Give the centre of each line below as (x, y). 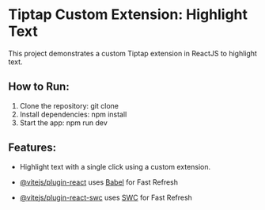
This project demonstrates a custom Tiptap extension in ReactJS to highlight (132, 53)
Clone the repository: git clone (69, 105)
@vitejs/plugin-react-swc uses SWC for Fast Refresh (106, 197)
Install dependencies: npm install (73, 114)
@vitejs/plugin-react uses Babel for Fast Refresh (99, 182)
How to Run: (39, 87)
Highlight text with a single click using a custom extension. (115, 166)
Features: (32, 148)
